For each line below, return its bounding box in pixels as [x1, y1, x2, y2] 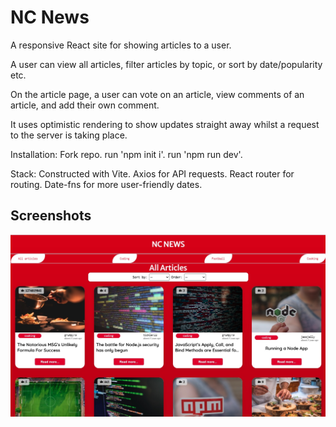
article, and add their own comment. [10, 99, 160, 111]
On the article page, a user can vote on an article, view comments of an [10, 88, 305, 100]
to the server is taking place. [10, 129, 128, 141]
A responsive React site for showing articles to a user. [10, 39, 232, 51]
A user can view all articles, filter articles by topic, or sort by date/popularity [10, 58, 323, 70]
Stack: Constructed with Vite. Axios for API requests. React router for [10, 167, 295, 180]
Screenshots [10, 207, 92, 225]
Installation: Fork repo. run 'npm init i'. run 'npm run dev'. [10, 148, 243, 160]
